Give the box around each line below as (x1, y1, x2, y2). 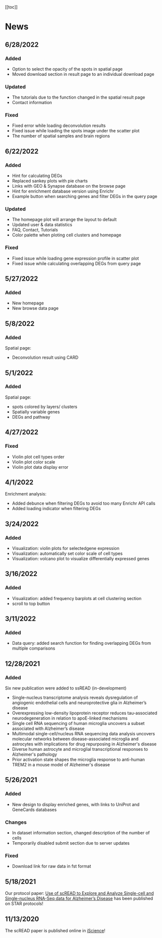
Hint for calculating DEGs (12, 173, 62, 179)
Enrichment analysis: (5, 491, 47, 497)
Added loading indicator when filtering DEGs (12, 506, 101, 512)
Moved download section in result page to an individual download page (12, 71, 155, 77)
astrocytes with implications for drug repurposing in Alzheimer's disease (12, 741, 157, 747)
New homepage (12, 300, 44, 306)
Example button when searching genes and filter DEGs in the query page (12, 194, 158, 199)
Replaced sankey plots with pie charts (12, 178, 88, 184)
